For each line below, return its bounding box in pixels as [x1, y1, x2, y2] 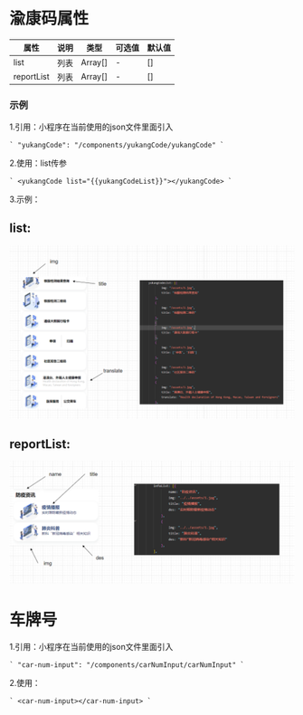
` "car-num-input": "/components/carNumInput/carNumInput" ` [9, 660, 245, 670]
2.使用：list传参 [9, 157, 68, 168]
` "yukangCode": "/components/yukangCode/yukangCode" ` [9, 140, 224, 149]
